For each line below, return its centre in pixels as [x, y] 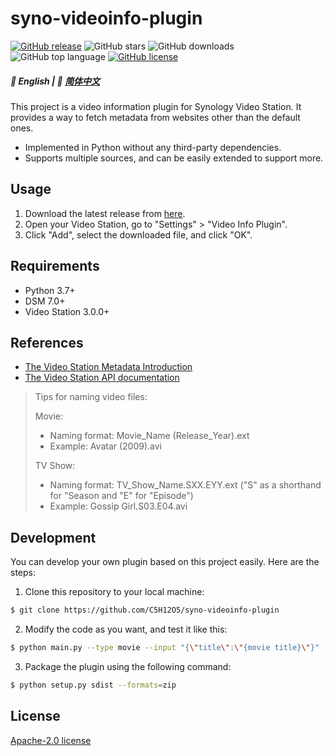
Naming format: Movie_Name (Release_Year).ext [149, 436]
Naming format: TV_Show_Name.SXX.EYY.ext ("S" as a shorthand [185, 485]
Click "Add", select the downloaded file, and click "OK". [138, 234]
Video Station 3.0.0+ [67, 311]
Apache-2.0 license [51, 740]
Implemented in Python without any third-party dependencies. [153, 147]
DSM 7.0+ [45, 301]
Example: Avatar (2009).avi [106, 446]
